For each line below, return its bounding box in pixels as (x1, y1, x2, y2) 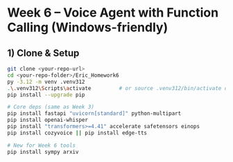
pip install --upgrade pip (7, 91, 85, 98)
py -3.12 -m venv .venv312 (7, 78, 85, 85)
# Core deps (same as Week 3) (7, 104, 95, 111)
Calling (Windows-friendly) (7, 19, 169, 35)
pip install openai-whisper (7, 116, 89, 124)
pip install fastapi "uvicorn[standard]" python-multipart (7, 110, 182, 117)
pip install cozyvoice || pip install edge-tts (7, 129, 148, 136)
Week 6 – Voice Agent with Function (7, 5, 219, 21)
